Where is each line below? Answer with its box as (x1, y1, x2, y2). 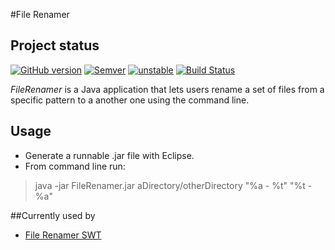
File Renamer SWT (24, 229, 102, 241)
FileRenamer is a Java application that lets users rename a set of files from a (10, 83, 325, 95)
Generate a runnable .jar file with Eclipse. (24, 149, 195, 161)
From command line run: (24, 160, 126, 172)
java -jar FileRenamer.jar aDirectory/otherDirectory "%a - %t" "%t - (34, 179, 313, 191)
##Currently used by (10, 209, 96, 221)
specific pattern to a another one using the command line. (10, 94, 250, 106)
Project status (10, 37, 100, 54)
